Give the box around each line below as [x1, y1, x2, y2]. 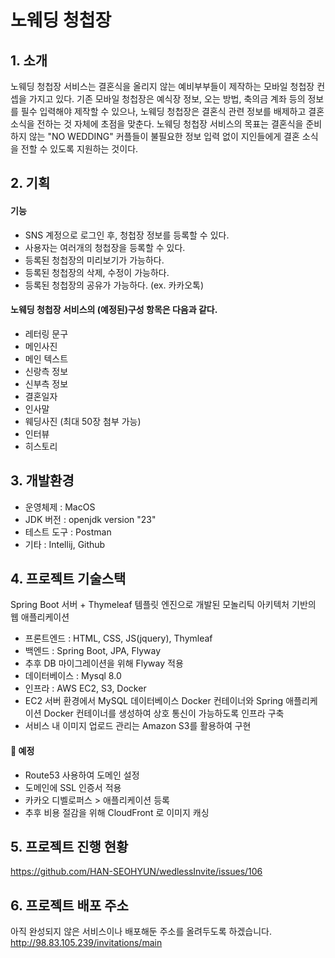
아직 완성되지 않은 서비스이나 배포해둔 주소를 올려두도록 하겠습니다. [10, 926, 272, 938]
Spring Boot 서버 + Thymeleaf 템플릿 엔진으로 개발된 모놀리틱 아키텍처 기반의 [10, 599, 317, 611]
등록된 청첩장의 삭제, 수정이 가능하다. [24, 266, 170, 278]
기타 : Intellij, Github [24, 538, 106, 550]
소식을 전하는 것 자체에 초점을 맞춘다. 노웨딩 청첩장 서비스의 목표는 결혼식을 [10, 118, 304, 130]
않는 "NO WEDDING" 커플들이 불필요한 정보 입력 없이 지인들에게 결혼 [28, 131, 300, 142]
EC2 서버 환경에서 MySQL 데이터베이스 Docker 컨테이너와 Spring [24, 695, 284, 707]
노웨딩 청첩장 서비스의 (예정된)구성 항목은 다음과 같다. [10, 304, 218, 316]
